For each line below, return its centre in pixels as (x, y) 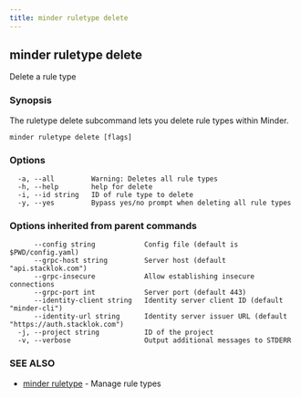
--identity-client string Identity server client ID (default (158, 301)
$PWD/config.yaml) (44, 253)
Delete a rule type (43, 77)
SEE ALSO (32, 363)
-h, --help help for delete (85, 187)
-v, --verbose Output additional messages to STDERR (155, 340)
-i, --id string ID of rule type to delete (106, 195)
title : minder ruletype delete (69, 18)
